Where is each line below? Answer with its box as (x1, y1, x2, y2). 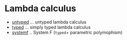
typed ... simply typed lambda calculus (11, 24, 91, 30)
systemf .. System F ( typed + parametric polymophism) (11, 29, 123, 35)
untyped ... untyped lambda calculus (11, 19, 87, 25)
